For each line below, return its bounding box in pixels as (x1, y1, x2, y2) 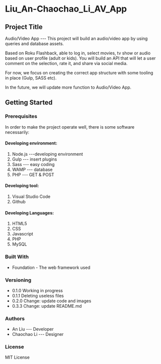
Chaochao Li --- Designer (12, 331, 64, 337)
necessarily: (5, 129, 30, 135)
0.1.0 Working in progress (12, 287, 63, 293)
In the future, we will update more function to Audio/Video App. (5, 84, 132, 90)
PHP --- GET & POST (12, 171, 54, 178)
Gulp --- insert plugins (12, 156, 57, 162)
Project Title (5, 23, 43, 31)
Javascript (12, 231, 33, 237)
